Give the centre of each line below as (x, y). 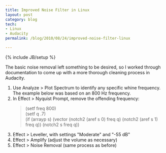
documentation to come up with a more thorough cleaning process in (77, 72)
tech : (11, 24)
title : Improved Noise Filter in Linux (47, 10)
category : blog (21, 19)
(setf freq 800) (41, 108)
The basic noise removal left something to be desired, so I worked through (83, 67)
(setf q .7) (35, 114)
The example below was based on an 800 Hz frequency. (72, 93)
